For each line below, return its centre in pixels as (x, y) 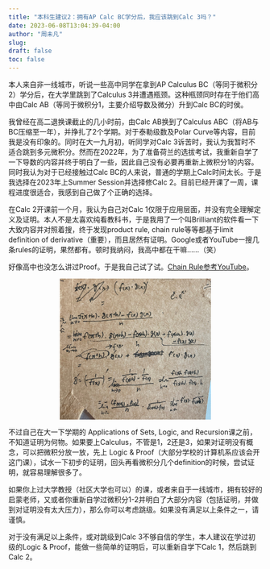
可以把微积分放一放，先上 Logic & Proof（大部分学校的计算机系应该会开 (141, 452)
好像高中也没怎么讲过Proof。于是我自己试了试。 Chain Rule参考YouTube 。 (131, 267)
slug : (17, 43)
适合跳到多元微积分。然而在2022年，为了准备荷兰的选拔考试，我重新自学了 (134, 152)
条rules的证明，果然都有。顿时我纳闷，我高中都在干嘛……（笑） (114, 249)
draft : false (30, 51)
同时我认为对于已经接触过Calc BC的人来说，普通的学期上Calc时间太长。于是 (135, 172)
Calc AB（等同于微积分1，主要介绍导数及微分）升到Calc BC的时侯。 (135, 104)
